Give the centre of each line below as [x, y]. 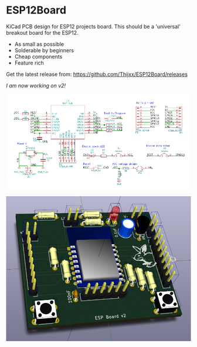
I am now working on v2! [36, 85]
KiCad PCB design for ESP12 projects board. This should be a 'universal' [93, 26]
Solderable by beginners [44, 50]
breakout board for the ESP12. [42, 32]
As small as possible [39, 44]
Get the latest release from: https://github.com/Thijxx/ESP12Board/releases [97, 74]
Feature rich [29, 63]
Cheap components [38, 56]
